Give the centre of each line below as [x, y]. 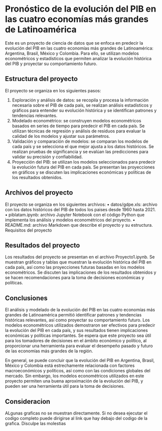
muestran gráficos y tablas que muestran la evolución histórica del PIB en [78, 262]
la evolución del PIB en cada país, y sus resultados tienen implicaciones [77, 331]
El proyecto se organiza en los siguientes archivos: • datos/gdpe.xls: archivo [81, 204]
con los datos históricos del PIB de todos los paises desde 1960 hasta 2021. [81, 209]
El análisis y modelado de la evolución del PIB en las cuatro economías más [80, 310]
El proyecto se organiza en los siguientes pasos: [53, 90]
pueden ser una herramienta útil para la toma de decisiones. [65, 386]
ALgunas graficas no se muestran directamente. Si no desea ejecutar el [76, 413]
